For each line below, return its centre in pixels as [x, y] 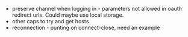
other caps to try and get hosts [50, 21]
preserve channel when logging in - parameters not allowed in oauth [97, 9]
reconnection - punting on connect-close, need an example [86, 27]
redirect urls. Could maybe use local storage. [68, 15]
